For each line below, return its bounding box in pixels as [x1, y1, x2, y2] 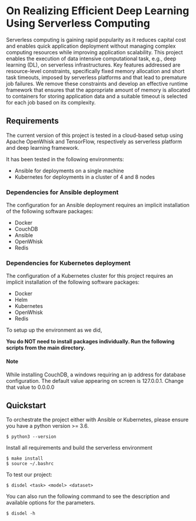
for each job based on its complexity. [6, 99, 96, 106]
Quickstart [6, 400, 46, 411]
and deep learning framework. [6, 144, 79, 151]
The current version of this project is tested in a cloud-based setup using [6, 132, 184, 139]
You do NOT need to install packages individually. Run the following [6, 338, 175, 345]
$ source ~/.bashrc [6, 461, 54, 467]
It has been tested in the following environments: [6, 155, 125, 163]
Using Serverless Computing [6, 17, 150, 30]
